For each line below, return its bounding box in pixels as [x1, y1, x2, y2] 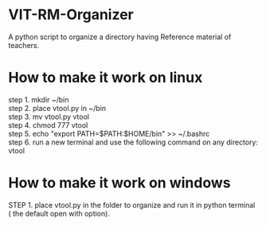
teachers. [8, 40, 40, 50]
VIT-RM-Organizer [8, 6, 134, 24]
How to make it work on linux [8, 69, 203, 87]
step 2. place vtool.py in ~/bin [8, 103, 106, 113]
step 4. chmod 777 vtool [8, 120, 88, 129]
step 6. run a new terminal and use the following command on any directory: [8, 137, 259, 147]
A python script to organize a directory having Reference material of [8, 32, 232, 42]
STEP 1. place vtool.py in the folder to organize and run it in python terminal [8, 200, 256, 209]
